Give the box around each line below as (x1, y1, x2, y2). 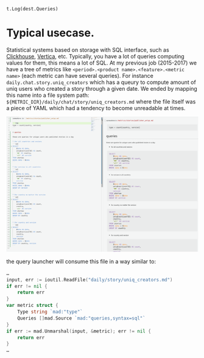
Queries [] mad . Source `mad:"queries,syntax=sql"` (17, 315, 146, 321)
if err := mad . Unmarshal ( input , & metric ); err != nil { (6, 328, 151, 334)
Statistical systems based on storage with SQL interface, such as (6, 46, 169, 54)
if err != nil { (6, 283, 47, 289)
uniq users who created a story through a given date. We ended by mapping (6, 85, 198, 92)
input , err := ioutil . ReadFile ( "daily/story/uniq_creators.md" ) (6, 276, 173, 283)
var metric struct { (6, 303, 59, 309)
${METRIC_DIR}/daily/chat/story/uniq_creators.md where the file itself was (6, 97, 196, 105)
